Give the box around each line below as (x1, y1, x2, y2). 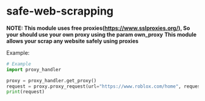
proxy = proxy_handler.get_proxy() (6, 77, 97, 83)
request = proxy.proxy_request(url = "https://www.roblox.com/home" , (6, 83, 182, 89)
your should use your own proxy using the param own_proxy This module (6, 30, 197, 38)
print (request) (6, 89, 45, 95)
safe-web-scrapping (6, 4, 114, 18)
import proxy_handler (6, 66, 62, 72)
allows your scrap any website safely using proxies (6, 37, 139, 44)
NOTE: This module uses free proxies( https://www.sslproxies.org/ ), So (6, 24, 190, 32)
